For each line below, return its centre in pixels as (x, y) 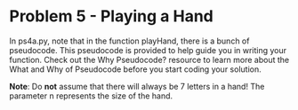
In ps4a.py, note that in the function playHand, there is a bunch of (129, 41)
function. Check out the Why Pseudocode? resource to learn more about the (149, 59)
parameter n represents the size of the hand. (91, 96)
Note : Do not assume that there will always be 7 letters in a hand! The (137, 86)
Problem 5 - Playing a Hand (111, 16)
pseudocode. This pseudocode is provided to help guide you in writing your (148, 50)
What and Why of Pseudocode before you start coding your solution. (135, 69)
